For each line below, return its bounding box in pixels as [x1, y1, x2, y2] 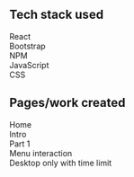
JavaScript [9, 59, 49, 70]
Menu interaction [9, 147, 73, 158]
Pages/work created [9, 95, 126, 111]
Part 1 [9, 138, 31, 149]
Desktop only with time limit [9, 157, 112, 168]
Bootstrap [9, 40, 47, 51]
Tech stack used [9, 7, 104, 22]
